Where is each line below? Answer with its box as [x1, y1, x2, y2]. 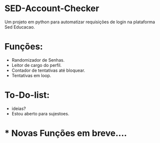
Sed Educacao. [4, 24, 35, 30]
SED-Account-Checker [4, 3, 99, 14]
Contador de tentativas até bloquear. [11, 67, 86, 73]
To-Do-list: [4, 90, 50, 101]
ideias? [11, 105, 26, 111]
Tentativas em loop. [11, 72, 52, 78]
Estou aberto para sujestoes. [11, 111, 70, 116]
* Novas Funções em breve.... [4, 128, 127, 139]
